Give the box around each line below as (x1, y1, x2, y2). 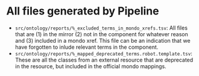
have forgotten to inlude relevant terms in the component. (14, 43, 159, 51)
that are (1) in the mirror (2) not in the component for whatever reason (14, 30, 189, 37)
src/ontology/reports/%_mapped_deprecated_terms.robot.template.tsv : (14, 49, 193, 57)
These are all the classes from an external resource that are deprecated (14, 56, 194, 63)
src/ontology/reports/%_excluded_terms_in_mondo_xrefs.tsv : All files (14, 24, 188, 31)
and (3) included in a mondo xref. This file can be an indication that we (14, 37, 191, 44)
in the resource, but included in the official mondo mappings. (14, 62, 167, 70)
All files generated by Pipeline (6, 4, 159, 18)
